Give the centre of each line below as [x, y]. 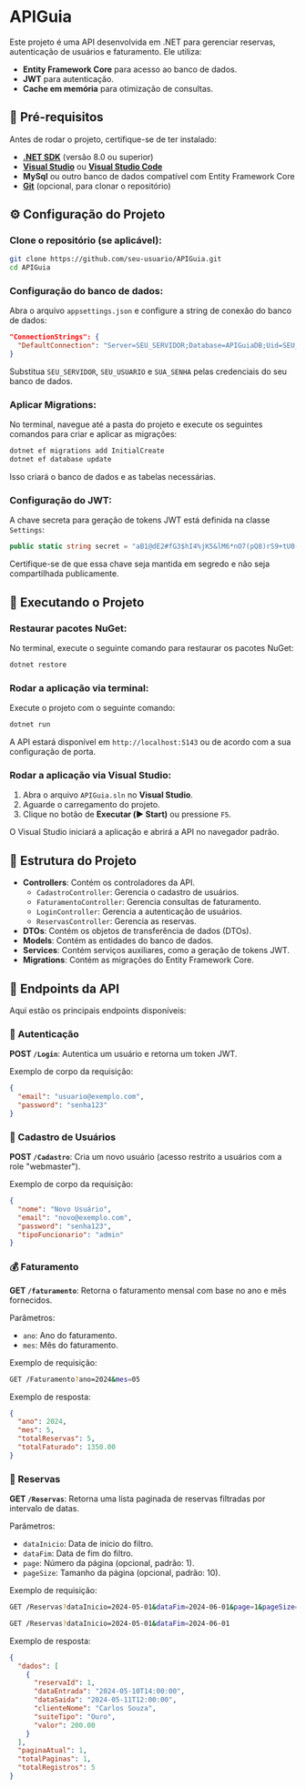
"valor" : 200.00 [64, 1725]
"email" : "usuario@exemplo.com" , [81, 1097]
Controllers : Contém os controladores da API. [109, 883]
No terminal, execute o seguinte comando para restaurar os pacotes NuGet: [152, 648]
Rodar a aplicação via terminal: [79, 687]
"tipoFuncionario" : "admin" [71, 1235]
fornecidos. [31, 1300]
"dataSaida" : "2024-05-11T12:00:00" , [105, 1700]
